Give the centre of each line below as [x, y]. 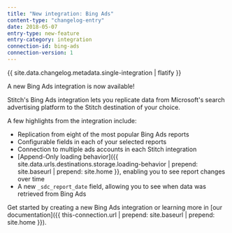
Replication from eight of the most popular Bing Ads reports [103, 134]
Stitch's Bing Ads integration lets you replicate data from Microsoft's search [116, 99]
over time [31, 178]
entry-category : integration [50, 40]
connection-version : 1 [40, 53]
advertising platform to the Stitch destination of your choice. [94, 107]
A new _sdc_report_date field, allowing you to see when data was [111, 186]
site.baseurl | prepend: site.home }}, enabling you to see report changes [121, 171]
